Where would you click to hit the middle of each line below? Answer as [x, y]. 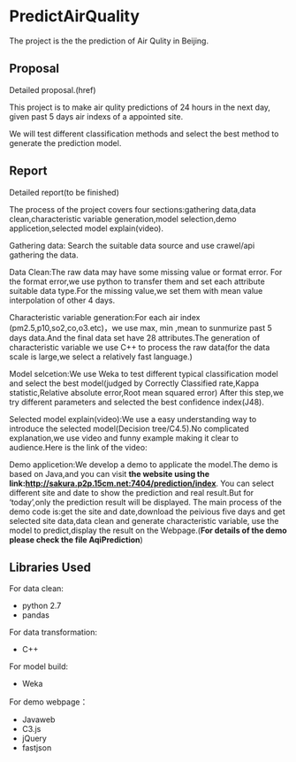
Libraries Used [50, 567]
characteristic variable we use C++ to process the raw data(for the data [140, 347]
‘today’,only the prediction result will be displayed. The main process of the [146, 502]
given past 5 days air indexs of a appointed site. [96, 116]
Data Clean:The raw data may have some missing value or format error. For [146, 272]
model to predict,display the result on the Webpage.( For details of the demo [148, 530]
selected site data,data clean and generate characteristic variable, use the [144, 520]
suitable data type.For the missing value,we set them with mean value [136, 290]
